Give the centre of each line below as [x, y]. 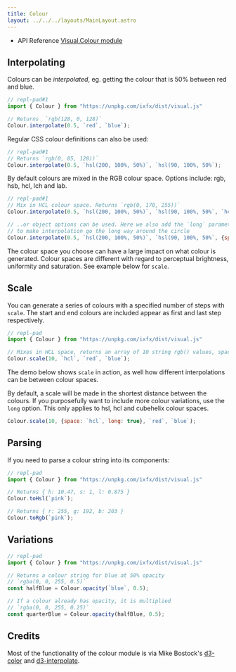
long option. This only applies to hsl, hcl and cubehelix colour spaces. [108, 408]
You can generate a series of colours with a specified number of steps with [116, 305]
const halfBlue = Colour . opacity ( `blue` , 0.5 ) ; [78, 588]
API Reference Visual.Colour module [70, 40]
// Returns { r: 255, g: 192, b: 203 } [66, 512]
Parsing [25, 443]
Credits [24, 636]
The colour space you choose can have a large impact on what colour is [112, 251]
